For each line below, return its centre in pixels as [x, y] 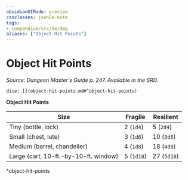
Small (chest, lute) [35, 137]
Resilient [166, 117]
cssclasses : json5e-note [37, 17]
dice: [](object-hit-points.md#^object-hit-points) [72, 91]
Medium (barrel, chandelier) [48, 147]
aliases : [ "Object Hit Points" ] [46, 34]
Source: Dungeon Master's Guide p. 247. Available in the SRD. [82, 80]
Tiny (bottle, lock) [34, 127]
